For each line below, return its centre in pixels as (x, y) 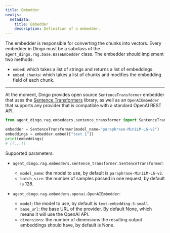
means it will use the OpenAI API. (55, 214)
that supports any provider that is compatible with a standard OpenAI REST (83, 106)
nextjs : (13, 15)
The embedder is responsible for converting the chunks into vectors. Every (83, 43)
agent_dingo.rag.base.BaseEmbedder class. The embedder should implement (84, 54)
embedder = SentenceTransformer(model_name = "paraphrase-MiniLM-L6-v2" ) (82, 129)
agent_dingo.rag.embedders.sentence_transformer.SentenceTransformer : (88, 163)
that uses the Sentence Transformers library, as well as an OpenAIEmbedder (82, 100)
